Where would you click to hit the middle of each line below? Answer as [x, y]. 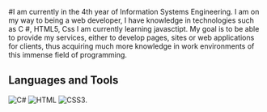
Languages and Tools [64, 80]
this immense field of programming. [68, 55]
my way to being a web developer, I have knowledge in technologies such [131, 20]
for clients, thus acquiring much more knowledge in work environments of [131, 46]
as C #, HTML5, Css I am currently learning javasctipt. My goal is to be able [134, 29]
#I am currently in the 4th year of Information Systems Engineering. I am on [134, 12]
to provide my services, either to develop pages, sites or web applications [131, 37]
